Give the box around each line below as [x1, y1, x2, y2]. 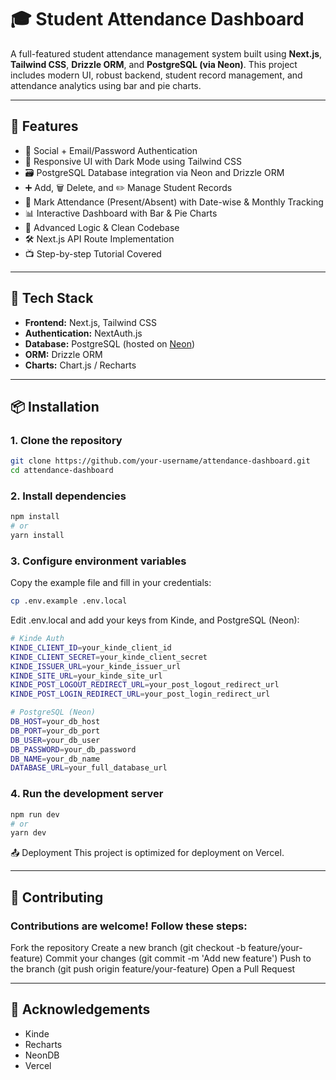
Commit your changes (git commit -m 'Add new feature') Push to [44, 952, 312, 964]
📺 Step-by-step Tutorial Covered [24, 247, 162, 260]
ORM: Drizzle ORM [24, 348, 103, 360]
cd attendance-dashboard [10, 466, 114, 476]
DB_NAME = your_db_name [10, 754, 101, 764]
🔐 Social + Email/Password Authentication [24, 144, 198, 156]
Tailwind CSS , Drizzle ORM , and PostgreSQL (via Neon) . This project [10, 58, 298, 70]
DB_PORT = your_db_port [10, 726, 101, 736]
